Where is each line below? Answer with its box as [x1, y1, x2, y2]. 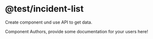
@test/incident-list [5, 3, 84, 14]
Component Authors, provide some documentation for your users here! [5, 28, 148, 34]
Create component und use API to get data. [5, 19, 92, 25]
